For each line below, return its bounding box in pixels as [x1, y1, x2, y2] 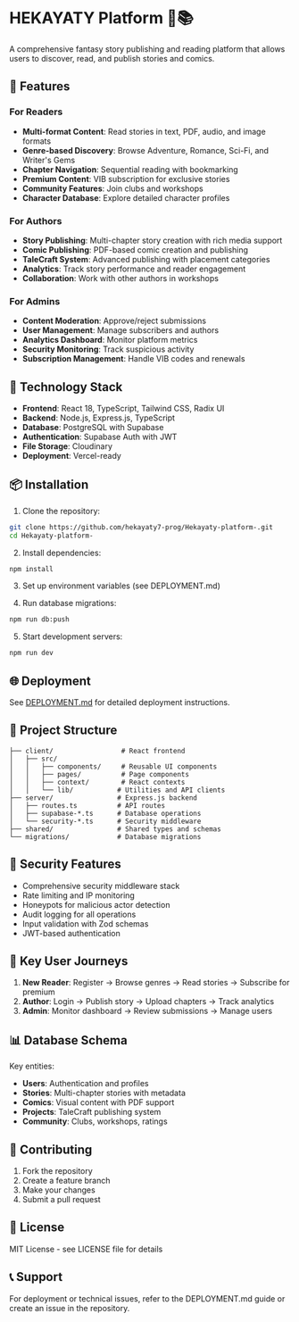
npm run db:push [9, 615, 70, 624]
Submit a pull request [21, 1194, 101, 1205]
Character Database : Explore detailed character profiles [21, 192, 230, 203]
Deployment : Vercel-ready [21, 451, 122, 461]
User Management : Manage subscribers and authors [21, 325, 220, 336]
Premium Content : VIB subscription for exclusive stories [21, 173, 230, 184]
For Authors [9, 214, 62, 227]
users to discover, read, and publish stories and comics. [9, 53, 215, 63]
